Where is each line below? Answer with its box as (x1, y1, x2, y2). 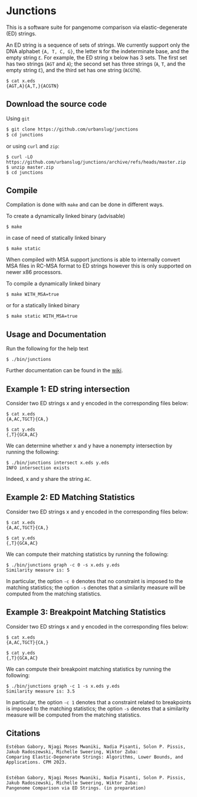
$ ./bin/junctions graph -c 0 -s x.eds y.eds (6, 562, 120, 568)
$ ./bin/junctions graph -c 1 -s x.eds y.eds (6, 683, 120, 689)
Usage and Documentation (6, 329, 107, 339)
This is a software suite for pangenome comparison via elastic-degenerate (6, 24, 188, 31)
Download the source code (6, 99, 107, 109)
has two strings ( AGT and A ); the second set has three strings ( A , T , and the (6, 60, 186, 67)
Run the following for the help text (6, 345, 88, 352)
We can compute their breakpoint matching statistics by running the (6, 665, 171, 672)
